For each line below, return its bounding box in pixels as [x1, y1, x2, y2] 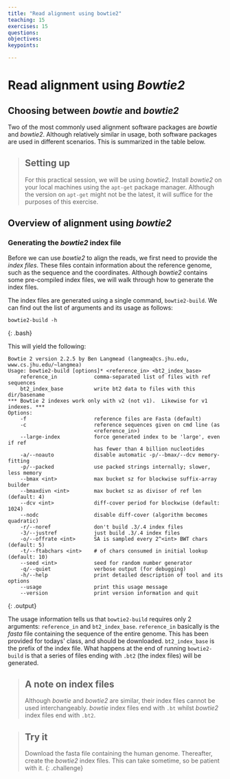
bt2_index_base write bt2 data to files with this [20, 385, 196, 392]
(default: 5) [8, 542, 45, 548]
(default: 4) [8, 493, 45, 500]
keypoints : [8, 42, 39, 49]
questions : [8, 29, 39, 36]
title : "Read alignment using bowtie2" [8, 10, 122, 17]
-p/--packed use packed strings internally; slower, [20, 463, 211, 470]
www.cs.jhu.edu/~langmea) [8, 361, 82, 368]
